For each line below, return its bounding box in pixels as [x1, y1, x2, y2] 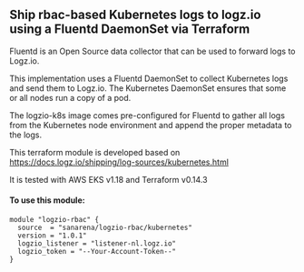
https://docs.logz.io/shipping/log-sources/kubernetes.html [9, 156, 230, 167]
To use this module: [9, 195, 85, 206]
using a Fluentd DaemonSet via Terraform [9, 22, 250, 37]
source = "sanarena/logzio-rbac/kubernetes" [17, 223, 193, 233]
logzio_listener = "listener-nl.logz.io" [17, 239, 177, 248]
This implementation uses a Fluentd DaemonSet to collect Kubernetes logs [9, 73, 289, 84]
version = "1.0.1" [17, 231, 88, 240]
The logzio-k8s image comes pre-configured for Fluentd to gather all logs [9, 109, 286, 121]
